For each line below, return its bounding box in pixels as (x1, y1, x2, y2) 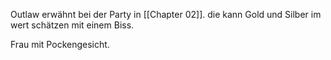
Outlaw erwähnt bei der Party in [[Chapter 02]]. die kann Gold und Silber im (10, 9, 322, 20)
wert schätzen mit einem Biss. (10, 19, 135, 31)
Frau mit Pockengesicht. (10, 39, 110, 50)
